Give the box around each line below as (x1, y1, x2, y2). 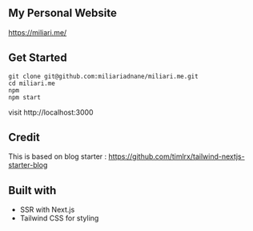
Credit (8, 131, 40, 144)
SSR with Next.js (19, 205, 75, 215)
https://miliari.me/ (8, 27, 67, 37)
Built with (8, 184, 57, 197)
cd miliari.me (8, 79, 56, 87)
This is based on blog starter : (8, 152, 107, 161)
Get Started (8, 51, 67, 65)
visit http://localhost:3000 (8, 107, 94, 117)
